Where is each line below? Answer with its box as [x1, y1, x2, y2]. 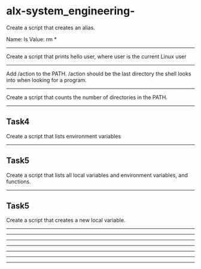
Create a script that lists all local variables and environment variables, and [6, 171, 188, 179]
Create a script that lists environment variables [6, 132, 121, 140]
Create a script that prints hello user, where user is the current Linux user [6, 53, 187, 60]
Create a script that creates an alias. [6, 24, 96, 31]
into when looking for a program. [6, 76, 87, 83]
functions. [6, 178, 31, 185]
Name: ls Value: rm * [6, 35, 57, 43]
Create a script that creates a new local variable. [6, 217, 126, 224]
